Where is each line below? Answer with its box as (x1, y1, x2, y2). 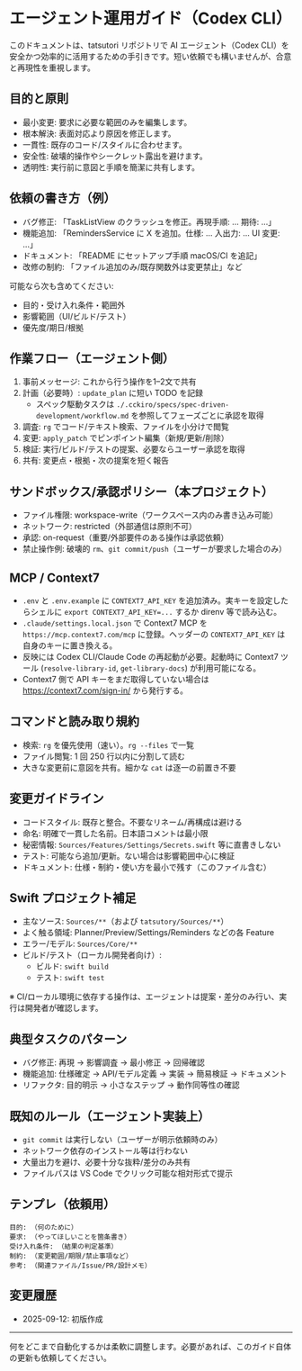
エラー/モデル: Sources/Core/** (22, 938, 138, 950)
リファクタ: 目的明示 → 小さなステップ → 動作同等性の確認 (22, 1079, 240, 1090)
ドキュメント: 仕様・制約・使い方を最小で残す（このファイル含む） (22, 861, 271, 872)
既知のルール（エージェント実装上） (9, 1108, 210, 1123)
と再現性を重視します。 (9, 62, 96, 73)
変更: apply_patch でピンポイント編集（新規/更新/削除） (22, 433, 229, 444)
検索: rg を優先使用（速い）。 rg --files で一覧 (22, 739, 195, 750)
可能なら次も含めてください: (9, 280, 114, 291)
